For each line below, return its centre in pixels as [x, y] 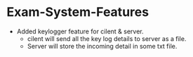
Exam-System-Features [78, 12]
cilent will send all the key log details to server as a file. [107, 38]
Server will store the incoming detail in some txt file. [102, 46]
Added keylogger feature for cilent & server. [80, 31]
